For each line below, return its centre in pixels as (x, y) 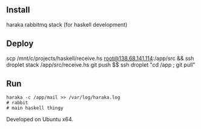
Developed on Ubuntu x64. (40, 119)
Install (18, 10)
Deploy (20, 44)
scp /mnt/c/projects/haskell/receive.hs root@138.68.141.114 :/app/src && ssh (100, 58)
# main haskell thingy (35, 108)
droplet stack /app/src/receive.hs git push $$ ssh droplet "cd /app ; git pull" (101, 64)
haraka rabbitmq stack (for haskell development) (67, 24)
